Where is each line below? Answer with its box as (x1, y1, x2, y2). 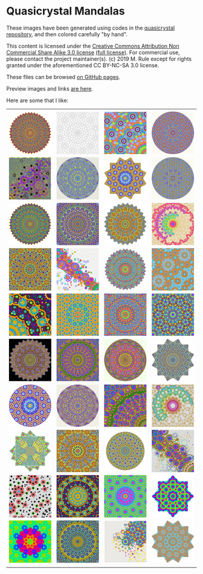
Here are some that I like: (6, 97, 69, 104)
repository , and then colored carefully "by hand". (6, 30, 128, 37)
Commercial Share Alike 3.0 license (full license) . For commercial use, (6, 48, 180, 56)
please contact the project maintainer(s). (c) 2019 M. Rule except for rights (6, 55, 192, 62)
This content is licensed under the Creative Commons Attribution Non (6, 42, 179, 50)
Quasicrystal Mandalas (6, 4, 125, 18)
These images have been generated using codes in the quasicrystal (6, 24, 175, 31)
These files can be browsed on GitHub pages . (6, 73, 121, 80)
